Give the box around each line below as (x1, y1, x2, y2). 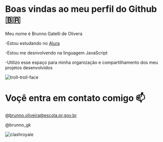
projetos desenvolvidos (5, 64, 53, 70)
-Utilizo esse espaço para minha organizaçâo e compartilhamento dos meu (5, 59, 158, 65)
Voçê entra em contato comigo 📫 (5, 93, 146, 104)
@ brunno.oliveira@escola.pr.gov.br (5, 112, 77, 118)
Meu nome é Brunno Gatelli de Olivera (5, 31, 82, 37)
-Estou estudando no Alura (5, 40, 60, 46)
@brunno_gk (5, 122, 31, 128)
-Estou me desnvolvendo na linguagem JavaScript (5, 49, 108, 55)
